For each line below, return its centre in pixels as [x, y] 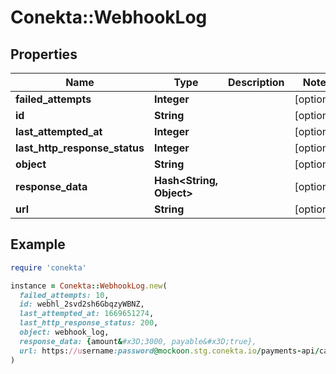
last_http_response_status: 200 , [89, 323]
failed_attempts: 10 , [64, 295]
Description [256, 82]
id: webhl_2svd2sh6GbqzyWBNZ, [82, 304]
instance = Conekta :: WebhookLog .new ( [89, 286]
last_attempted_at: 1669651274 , [87, 314]
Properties [44, 54]
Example [38, 244]
